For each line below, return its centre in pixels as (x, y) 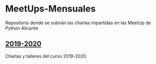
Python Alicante (22, 28)
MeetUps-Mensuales (50, 9)
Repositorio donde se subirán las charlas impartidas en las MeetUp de (78, 23)
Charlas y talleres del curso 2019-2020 (46, 56)
